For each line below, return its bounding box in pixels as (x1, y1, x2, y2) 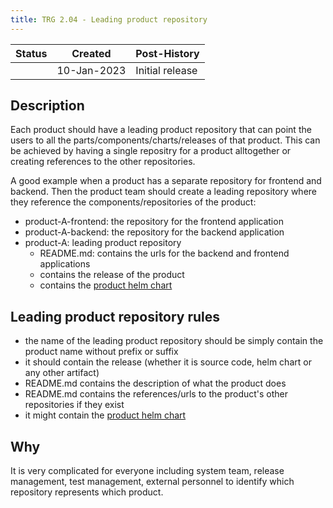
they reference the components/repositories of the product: (10, 196, 257, 208)
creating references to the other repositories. (10, 156, 196, 168)
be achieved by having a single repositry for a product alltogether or (10, 145, 292, 157)
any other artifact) (24, 367, 100, 379)
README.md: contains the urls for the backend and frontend (39, 247, 290, 260)
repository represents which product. (10, 486, 164, 498)
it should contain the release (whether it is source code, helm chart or (24, 356, 312, 368)
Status (15, 46, 48, 60)
